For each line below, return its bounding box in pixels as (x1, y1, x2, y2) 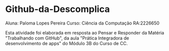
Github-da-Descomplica (5, 3, 110, 15)
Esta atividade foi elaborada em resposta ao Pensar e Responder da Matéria (5, 29, 164, 35)
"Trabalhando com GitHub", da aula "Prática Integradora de (5, 35, 129, 41)
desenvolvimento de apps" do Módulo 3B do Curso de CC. (5, 40, 128, 46)
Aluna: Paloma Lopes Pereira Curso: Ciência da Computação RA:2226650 (5, 20, 160, 26)
